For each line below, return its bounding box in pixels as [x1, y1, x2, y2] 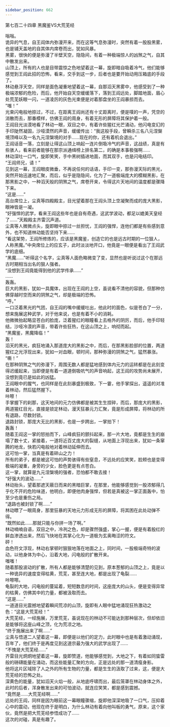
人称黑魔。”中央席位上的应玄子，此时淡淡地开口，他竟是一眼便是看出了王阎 [5, 242, 160, 248]
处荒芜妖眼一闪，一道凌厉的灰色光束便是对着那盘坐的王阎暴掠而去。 [5, 96, 147, 102]
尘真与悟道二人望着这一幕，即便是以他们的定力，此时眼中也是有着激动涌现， [5, 634, 165, 640]
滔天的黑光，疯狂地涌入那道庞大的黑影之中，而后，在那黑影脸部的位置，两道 [5, 342, 165, 348]
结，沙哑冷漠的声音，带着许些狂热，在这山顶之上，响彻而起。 [5, 323, 134, 330]
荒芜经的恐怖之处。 [5, 672, 46, 678]
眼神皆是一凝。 [5, 204, 36, 210]
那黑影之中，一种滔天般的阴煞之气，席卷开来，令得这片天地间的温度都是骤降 [5, 178, 165, 185]
